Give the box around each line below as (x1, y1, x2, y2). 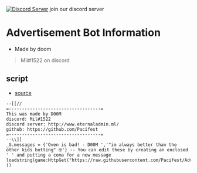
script (6, 74, 28, 84)
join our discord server (49, 6, 104, 12)
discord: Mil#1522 (6, 116, 51, 122)
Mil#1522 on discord (20, 56, 70, 64)
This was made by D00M (6, 111, 62, 117)
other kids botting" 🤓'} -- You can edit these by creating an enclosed (6, 147, 189, 152)
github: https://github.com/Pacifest (6, 126, 98, 132)
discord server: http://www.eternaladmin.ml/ (6, 121, 119, 127)
